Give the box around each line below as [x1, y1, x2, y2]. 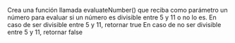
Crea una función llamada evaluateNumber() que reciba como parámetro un [7, 6, 228, 14]
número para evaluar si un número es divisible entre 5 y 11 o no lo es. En [7, 13, 217, 21]
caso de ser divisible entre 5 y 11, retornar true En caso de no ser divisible [7, 21, 222, 28]
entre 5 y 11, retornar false [7, 28, 83, 36]
